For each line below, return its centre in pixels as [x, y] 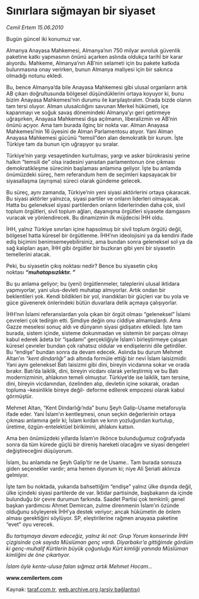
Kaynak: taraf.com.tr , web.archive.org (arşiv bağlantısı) [73, 589]
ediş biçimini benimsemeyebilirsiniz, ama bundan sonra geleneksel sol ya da [99, 241]
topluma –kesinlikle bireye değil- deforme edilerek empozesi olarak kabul [95, 390]
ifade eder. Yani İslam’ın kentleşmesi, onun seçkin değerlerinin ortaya [91, 414]
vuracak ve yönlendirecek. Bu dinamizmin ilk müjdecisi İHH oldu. [85, 217]
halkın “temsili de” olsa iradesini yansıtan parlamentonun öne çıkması [91, 162]
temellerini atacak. [29, 254]
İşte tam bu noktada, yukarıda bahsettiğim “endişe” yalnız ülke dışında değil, [99, 486]
